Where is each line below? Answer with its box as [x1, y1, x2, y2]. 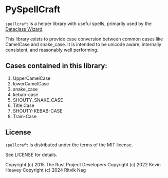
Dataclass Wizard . [5, 26, 44, 32]
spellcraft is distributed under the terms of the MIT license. [5, 142, 133, 148]
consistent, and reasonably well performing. [5, 47, 99, 53]
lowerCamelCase [12, 80, 49, 86]
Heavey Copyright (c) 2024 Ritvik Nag [5, 167, 86, 173]
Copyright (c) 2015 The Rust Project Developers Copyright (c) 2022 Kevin [5, 161, 161, 167]
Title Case [12, 102, 34, 108]
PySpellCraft [5, 4, 61, 15]
